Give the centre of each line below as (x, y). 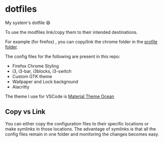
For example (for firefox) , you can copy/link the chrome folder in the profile (81, 42)
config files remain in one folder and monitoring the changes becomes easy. (82, 134)
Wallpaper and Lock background (45, 82)
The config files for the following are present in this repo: (63, 56)
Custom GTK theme (32, 76)
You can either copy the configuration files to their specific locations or (77, 123)
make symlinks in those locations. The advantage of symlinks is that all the (81, 129)
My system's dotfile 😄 (28, 23)
